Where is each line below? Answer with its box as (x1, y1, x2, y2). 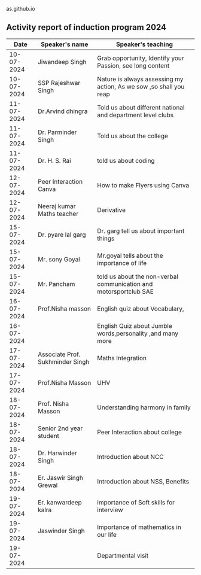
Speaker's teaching (115, 40, 173, 48)
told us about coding (97, 156, 155, 165)
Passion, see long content (97, 61, 170, 69)
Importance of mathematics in (97, 523, 181, 531)
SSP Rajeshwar (38, 78, 81, 87)
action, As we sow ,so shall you (97, 82, 185, 90)
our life (97, 530, 117, 539)
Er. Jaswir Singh (38, 473, 84, 482)
